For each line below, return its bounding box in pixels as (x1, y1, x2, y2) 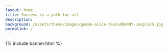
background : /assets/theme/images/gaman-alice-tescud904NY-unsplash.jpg (5, 21, 163, 27)
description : (5, 17, 33, 22)
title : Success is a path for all (5, 12, 79, 17)
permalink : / (5, 27, 33, 32)
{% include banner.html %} (5, 40, 62, 46)
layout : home (5, 7, 33, 13)
